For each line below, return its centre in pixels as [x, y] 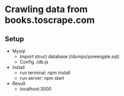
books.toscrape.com [50, 20]
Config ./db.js [34, 62]
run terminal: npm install [45, 73]
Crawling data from [46, 9]
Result [19, 83]
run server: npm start [42, 78]
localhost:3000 [36, 89]
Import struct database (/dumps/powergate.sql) [70, 56]
